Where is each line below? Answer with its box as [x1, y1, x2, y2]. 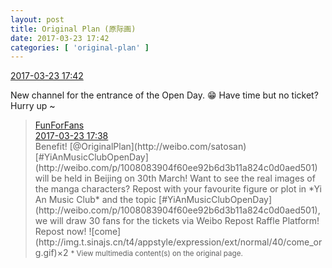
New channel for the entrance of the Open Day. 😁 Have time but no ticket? [10, 89, 319, 101]
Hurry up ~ [10, 100, 56, 112]
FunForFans [34, 119, 85, 131]
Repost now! [34, 226, 87, 238]
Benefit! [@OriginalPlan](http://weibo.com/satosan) [34, 141, 247, 153]
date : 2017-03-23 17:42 [10, 33, 110, 43]
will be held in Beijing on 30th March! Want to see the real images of [34, 172, 316, 185]
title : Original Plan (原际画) [10, 24, 137, 34]
